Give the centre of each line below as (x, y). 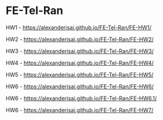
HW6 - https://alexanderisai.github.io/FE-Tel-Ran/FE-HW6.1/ (81, 98)
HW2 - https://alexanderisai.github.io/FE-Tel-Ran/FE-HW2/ (80, 39)
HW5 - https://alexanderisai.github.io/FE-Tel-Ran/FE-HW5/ (80, 74)
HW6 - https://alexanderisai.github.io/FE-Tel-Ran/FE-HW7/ (80, 110)
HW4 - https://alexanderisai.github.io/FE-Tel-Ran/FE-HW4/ (80, 63)
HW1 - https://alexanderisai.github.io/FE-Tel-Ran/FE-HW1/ (79, 27)
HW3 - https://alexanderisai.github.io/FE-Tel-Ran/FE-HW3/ (80, 51)
